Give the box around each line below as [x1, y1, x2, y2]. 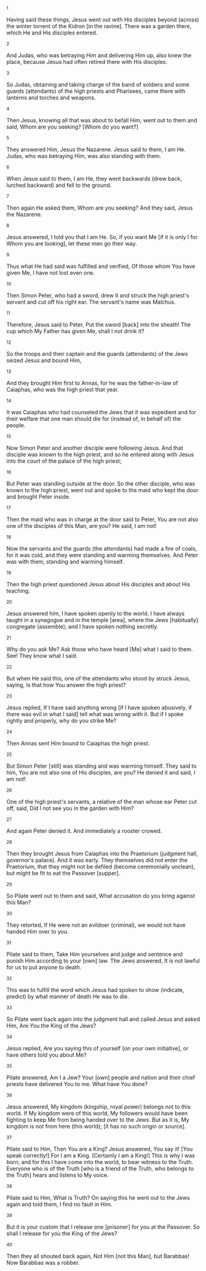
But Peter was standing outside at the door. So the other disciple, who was [6, 480, 196, 487]
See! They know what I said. [6, 652, 78, 659]
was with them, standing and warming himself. [6, 558, 124, 565]
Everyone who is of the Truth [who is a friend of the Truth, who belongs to [6, 1165, 194, 1172]
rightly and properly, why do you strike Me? [6, 717, 117, 724]
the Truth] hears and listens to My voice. [6, 1171, 109, 1179]
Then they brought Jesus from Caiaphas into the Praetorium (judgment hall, [6, 850, 198, 857]
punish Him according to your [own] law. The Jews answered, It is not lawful [6, 957, 200, 964]
